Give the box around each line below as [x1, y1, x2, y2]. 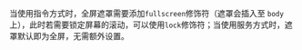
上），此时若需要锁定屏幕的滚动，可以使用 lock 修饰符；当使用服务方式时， [9, 19, 285, 30]
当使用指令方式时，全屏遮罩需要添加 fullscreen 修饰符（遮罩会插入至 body [9, 8, 285, 18]
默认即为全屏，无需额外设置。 [16, 31, 129, 41]
